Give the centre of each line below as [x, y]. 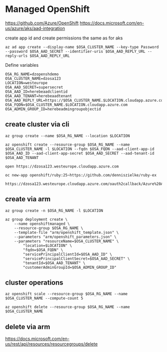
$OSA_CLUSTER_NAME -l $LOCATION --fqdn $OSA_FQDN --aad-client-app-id [80, 149]
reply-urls [16, 56]
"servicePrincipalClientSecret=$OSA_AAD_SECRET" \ [77, 259]
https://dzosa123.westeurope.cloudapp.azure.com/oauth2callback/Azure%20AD [85, 184]
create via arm [28, 199]
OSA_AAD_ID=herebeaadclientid [37, 91]
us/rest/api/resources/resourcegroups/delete [51, 344]
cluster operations [34, 282]
